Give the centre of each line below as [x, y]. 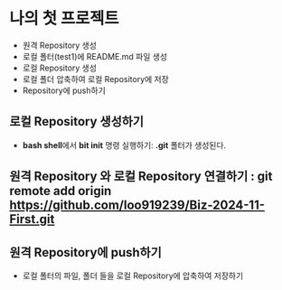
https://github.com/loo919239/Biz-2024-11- [137, 206]
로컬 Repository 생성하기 [77, 122]
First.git [32, 219]
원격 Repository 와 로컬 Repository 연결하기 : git [141, 177]
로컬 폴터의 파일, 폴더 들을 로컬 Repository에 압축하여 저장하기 [133, 276]
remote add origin [61, 191]
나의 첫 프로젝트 [64, 19]
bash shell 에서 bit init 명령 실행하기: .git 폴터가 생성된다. [124, 145]
